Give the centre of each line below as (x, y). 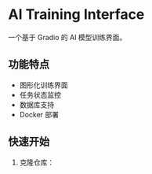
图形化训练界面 (43, 85)
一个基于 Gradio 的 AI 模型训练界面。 (67, 37)
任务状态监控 (40, 94)
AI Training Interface (76, 15)
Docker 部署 (39, 114)
